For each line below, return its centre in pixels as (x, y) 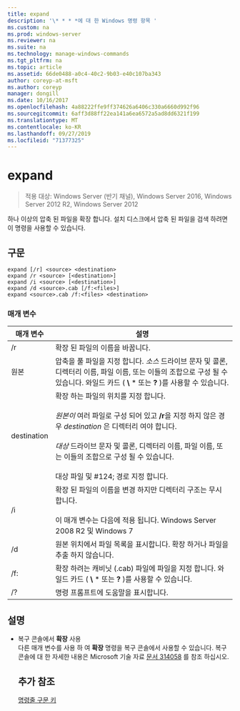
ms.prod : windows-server (44, 34)
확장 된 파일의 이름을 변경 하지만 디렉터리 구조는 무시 (139, 490)
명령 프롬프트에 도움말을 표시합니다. (112, 592)
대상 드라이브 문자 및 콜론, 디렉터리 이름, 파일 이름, (135, 446)
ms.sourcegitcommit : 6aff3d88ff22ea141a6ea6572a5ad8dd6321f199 (104, 114)
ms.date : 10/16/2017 (38, 101)
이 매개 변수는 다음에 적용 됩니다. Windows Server (136, 520)
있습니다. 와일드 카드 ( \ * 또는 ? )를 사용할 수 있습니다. (142, 383)
